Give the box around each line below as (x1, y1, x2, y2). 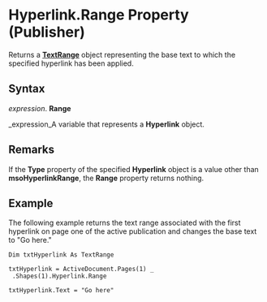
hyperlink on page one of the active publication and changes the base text (8, 226, 257, 236)
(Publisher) (8, 23, 85, 41)
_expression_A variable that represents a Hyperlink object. (8, 119, 205, 129)
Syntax (8, 82, 45, 96)
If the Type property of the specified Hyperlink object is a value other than (8, 164, 260, 174)
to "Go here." (8, 235, 53, 245)
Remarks (8, 143, 55, 157)
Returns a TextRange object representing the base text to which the (8, 50, 236, 59)
